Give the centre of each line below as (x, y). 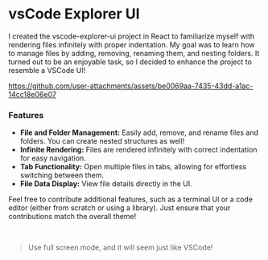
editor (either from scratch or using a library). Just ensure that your (120, 208)
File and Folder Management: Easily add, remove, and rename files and (139, 132)
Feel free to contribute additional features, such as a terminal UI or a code (131, 199)
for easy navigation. (53, 158)
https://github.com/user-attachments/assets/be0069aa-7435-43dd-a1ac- (131, 86)
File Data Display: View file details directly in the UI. (106, 184)
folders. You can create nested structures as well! (102, 141)
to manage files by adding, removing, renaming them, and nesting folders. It (134, 53)
